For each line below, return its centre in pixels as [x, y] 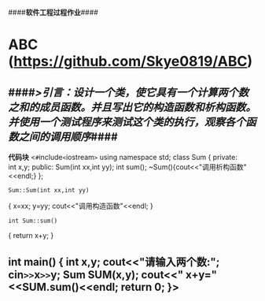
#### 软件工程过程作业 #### [53, 12]
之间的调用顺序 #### [68, 137]
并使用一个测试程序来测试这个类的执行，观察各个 [127, 122]
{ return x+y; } [31, 235]
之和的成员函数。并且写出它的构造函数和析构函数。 [132, 107]
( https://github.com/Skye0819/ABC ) [131, 61]
